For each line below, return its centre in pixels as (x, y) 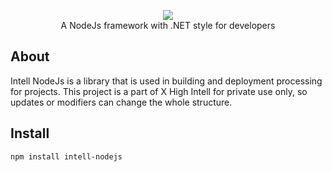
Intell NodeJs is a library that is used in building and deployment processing (166, 81)
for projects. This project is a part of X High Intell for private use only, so (159, 91)
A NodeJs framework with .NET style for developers (168, 25)
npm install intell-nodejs (66, 156)
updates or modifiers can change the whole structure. (121, 102)
